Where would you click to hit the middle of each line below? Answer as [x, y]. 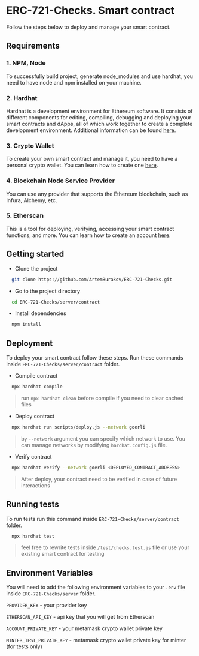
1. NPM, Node [26, 63]
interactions [36, 485]
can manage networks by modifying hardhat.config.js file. [94, 445]
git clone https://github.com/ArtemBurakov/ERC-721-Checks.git [92, 280]
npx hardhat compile [37, 387]
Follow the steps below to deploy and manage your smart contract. [88, 27]
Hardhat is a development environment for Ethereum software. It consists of [99, 111]
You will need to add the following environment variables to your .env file [96, 587]
